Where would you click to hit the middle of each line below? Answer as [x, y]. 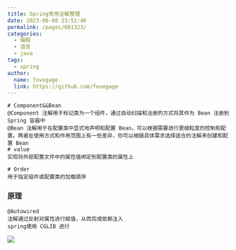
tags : [15, 60]
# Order [19, 170]
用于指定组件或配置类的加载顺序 [47, 177]
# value [19, 149]
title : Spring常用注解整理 [44, 14]
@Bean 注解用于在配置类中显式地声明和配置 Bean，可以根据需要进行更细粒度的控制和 [114, 128]
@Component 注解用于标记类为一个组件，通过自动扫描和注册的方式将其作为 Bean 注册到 [118, 113]
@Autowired [23, 211]
